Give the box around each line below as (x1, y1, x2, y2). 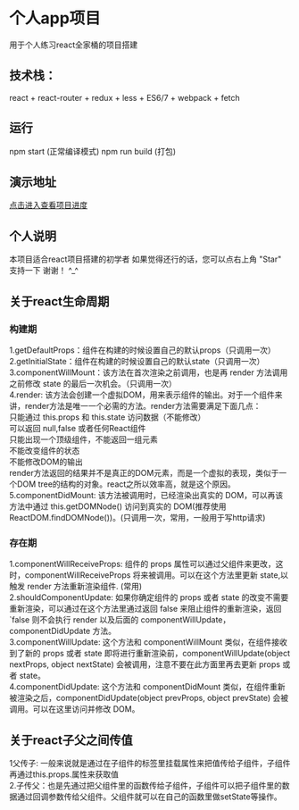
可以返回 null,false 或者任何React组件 (9, 422, 146, 433)
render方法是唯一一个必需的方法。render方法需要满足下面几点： (24, 400, 262, 411)
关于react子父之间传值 (9, 732, 133, 747)
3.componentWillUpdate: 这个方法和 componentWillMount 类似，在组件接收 (9, 637, 287, 647)
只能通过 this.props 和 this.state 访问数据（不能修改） (9, 412, 206, 422)
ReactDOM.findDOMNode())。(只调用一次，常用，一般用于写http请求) (9, 512, 266, 522)
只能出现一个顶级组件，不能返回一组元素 (9, 434, 158, 445)
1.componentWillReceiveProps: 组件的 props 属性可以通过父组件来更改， (9, 559, 276, 570)
